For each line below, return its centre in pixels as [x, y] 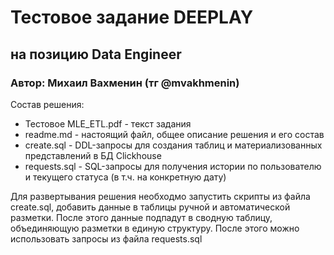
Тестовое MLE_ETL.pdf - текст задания [108, 123]
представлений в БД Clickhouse [93, 155]
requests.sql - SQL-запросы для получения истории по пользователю [173, 166]
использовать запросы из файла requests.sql [106, 238]
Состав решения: [47, 104]
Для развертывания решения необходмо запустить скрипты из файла [160, 196]
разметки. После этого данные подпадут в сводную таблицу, [141, 217]
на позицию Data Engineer [96, 54]
